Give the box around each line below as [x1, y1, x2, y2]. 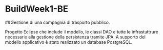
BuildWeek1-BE [5, 3, 68, 15]
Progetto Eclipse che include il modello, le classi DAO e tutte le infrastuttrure [5, 29, 159, 34]
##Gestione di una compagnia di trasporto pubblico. [5, 19, 110, 25]
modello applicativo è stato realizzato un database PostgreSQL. [5, 39, 133, 45]
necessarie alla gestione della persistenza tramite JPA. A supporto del [5, 34, 145, 40]
